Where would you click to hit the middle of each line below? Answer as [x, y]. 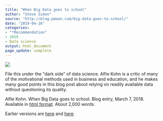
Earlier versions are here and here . [40, 114]
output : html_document [28, 46]
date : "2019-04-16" [25, 23]
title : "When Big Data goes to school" [46, 10]
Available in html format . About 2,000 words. [50, 104]
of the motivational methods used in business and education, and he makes [81, 79]
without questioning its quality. [36, 89]
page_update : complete [28, 50]
